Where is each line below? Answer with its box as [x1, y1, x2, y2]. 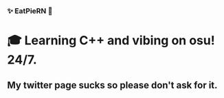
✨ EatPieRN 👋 [7, 6, 53, 16]
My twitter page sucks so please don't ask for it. [7, 79, 218, 91]
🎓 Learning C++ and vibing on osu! [7, 33, 215, 49]
